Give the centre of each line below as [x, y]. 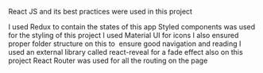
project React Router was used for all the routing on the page [108, 60]
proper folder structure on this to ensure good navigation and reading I [125, 44]
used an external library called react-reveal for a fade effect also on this [126, 52]
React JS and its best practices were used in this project [101, 12]
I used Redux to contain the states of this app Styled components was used [132, 27]
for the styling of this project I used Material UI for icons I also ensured [124, 35]
